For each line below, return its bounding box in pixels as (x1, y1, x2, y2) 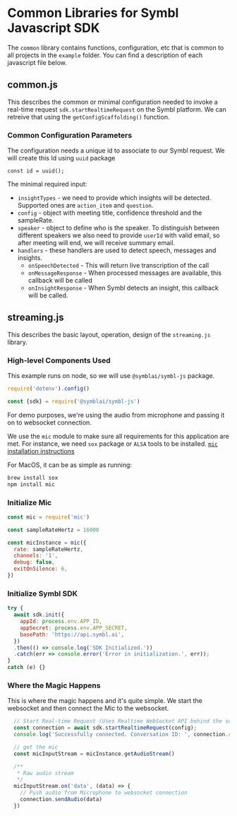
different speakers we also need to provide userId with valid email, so (17, 231, 220, 240)
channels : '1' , (13, 552, 59, 560)
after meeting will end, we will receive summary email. (17, 239, 175, 247)
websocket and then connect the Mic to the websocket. (7, 704, 169, 713)
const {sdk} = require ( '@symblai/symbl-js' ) (7, 398, 140, 406)
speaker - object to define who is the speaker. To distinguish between (17, 224, 220, 232)
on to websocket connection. (7, 418, 92, 427)
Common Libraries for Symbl (7, 5, 179, 21)
